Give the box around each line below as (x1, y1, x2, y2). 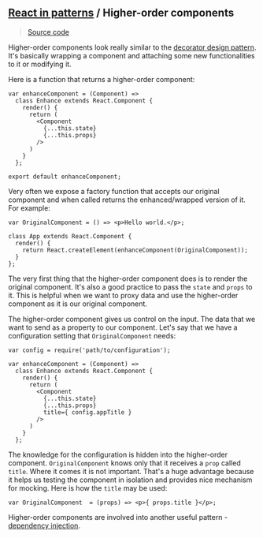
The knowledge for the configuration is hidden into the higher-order (8, 450, 228, 459)
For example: (8, 203, 51, 212)
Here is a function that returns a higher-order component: (8, 74, 195, 84)
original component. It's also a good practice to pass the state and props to (8, 282, 253, 291)
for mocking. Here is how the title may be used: (8, 483, 168, 492)
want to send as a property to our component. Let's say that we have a (8, 323, 238, 332)
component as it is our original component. (8, 299, 148, 308)
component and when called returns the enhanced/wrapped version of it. (8, 195, 246, 204)
